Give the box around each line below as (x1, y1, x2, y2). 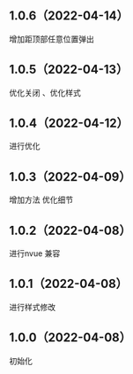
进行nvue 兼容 (9, 248, 61, 259)
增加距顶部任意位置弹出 (9, 34, 94, 44)
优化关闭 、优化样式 (9, 87, 81, 97)
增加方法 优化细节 (9, 194, 73, 206)
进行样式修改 (9, 301, 55, 312)
